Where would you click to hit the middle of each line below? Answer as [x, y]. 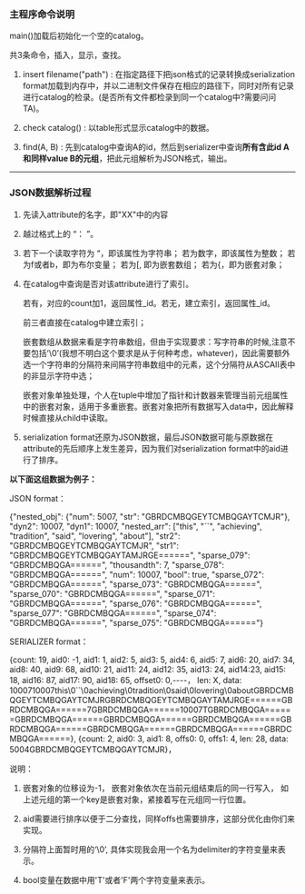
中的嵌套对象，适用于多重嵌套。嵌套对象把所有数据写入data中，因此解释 [158, 406]
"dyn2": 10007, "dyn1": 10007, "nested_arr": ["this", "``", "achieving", [136, 526]
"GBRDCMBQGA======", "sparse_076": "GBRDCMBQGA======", [136, 603]
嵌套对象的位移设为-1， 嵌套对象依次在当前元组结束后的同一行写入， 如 [155, 788]
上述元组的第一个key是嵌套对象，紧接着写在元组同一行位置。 [137, 799]
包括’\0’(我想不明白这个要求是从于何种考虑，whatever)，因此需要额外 [160, 353]
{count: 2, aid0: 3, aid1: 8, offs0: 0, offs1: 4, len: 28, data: [183, 739]
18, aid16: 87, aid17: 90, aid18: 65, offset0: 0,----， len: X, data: [126, 680]
